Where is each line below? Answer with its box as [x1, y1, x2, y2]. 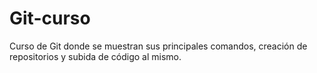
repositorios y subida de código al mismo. [9, 50, 182, 62]
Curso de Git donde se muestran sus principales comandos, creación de [9, 40, 308, 52]
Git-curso [9, 7, 91, 30]
